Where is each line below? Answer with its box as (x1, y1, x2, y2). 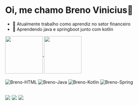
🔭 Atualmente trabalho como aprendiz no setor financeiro (12, 21, 131, 27)
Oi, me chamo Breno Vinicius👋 (5, 4, 133, 16)
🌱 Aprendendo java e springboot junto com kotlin (12, 26, 113, 32)
